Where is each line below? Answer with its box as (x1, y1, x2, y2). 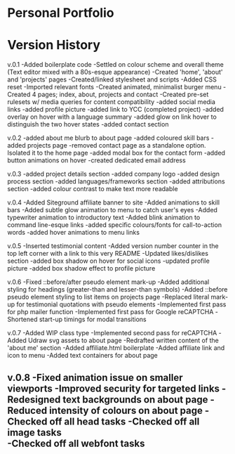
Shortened (7, 315, 38, 324)
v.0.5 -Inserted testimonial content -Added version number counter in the (7, 242, 219, 250)
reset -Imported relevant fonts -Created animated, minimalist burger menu (7, 83, 222, 91)
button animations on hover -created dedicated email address (7, 156, 186, 164)
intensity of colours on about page (48, 404, 203, 416)
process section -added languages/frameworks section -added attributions (7, 177, 226, 186)
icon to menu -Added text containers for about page (7, 351, 158, 360)
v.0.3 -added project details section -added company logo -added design (7, 170, 220, 179)
